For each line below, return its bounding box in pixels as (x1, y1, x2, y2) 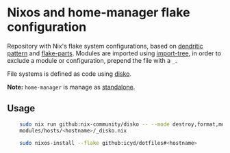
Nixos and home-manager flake (7, 5, 190, 20)
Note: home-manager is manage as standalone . (7, 83, 136, 91)
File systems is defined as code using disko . (7, 70, 132, 78)
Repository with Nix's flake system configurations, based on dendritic (7, 42, 203, 50)
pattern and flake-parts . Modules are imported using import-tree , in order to (7, 49, 221, 57)
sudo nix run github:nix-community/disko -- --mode (19, 121, 170, 128)
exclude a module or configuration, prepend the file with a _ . (7, 56, 177, 64)
